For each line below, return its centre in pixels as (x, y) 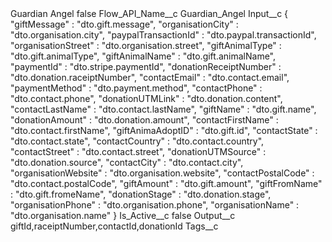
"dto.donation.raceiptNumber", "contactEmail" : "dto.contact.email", (150, 77)
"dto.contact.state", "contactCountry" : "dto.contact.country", (137, 141)
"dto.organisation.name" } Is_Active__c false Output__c (123, 215)
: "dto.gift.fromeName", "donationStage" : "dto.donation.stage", (141, 194)
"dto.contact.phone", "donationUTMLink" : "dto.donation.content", (146, 98)
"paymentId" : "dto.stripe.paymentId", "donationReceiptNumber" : (146, 66)
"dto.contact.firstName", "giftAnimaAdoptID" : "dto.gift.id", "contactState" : (164, 130)
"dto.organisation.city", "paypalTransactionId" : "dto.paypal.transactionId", (163, 35)
